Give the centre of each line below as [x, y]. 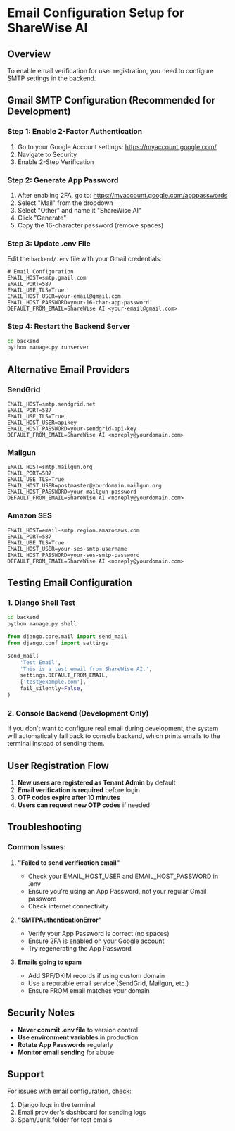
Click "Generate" [42, 218]
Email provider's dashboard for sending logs [82, 1112]
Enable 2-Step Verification [56, 162]
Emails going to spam [50, 962]
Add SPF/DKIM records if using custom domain [96, 975]
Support [26, 1074]
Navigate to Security [47, 154]
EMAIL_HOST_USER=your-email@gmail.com [64, 296]
